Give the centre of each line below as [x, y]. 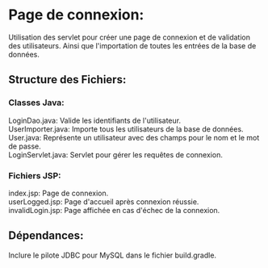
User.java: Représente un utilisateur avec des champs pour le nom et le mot [134, 137]
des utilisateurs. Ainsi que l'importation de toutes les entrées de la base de [132, 45]
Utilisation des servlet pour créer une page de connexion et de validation [129, 37]
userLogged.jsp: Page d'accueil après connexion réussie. [104, 201]
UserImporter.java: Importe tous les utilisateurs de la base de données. [126, 129]
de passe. [25, 146]
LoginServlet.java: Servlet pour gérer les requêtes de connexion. [116, 154]
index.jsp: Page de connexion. [59, 193]
